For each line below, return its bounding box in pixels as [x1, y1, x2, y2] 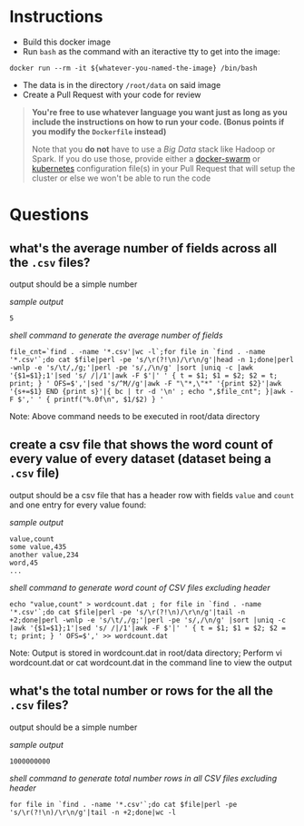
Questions [9, 204, 89, 225]
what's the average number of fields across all [9, 241, 278, 256]
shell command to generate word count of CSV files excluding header [9, 582, 270, 593]
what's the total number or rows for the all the [9, 683, 274, 699]
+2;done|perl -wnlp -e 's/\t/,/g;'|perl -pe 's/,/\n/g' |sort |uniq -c [9, 615, 286, 624]
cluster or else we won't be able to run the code [31, 172, 211, 183]
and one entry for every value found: [9, 499, 147, 510]
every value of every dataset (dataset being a [9, 451, 272, 467]
